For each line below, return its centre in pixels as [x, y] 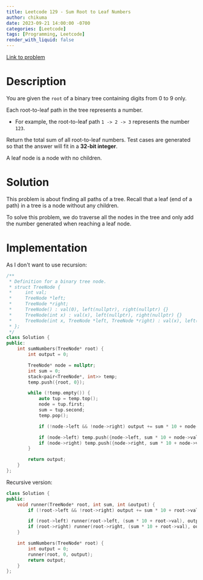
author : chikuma [27, 18]
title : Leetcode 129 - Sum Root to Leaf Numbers [69, 12]
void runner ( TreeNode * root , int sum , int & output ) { [86, 504]
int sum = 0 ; [44, 371]
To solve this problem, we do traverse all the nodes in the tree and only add [100, 217]
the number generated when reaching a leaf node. [69, 224]
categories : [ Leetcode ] [36, 29]
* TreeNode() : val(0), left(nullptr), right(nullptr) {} [89, 310]
